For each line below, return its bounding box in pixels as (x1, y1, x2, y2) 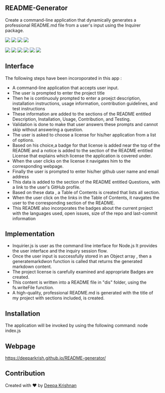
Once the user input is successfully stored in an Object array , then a (12, 253, 152, 259)
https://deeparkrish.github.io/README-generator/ (5, 355, 106, 361)
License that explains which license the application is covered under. (12, 153, 152, 159)
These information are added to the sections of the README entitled (12, 111, 151, 117)
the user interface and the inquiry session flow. (12, 248, 108, 254)
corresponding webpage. (12, 163, 64, 169)
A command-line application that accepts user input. (12, 85, 119, 91)
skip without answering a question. (12, 127, 84, 132)
